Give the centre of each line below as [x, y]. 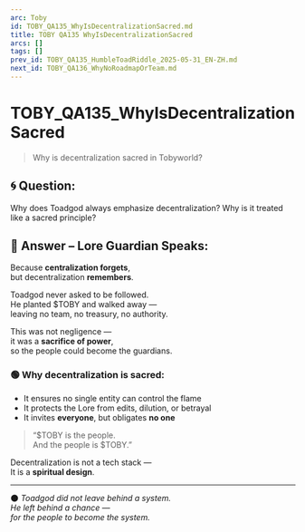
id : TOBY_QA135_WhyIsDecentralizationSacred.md [102, 26]
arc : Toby [29, 18]
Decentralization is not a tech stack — [81, 462]
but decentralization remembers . [72, 277]
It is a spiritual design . [52, 471]
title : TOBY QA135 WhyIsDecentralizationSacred [102, 34]
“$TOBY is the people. [74, 435]
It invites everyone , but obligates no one [99, 417]
